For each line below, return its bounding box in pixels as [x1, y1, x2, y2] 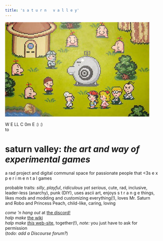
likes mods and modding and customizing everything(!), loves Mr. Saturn [5, 195, 151, 201]
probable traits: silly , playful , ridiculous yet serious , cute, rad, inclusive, [5, 185, 147, 190]
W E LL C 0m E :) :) [5, 121, 43, 127]
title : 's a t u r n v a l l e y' [5, 8, 79, 13]
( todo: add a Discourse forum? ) [5, 230, 68, 236]
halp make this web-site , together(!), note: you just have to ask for [5, 220, 138, 226]
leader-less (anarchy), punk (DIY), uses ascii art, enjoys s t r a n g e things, [5, 190, 155, 196]
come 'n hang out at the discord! [5, 209, 71, 215]
